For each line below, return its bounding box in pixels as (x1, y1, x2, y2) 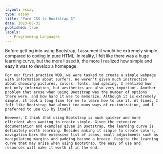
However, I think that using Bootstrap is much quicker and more (5, 115, 141, 120)
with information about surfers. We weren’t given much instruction (5, 77, 147, 82)
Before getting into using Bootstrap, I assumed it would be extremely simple (5, 47, 158, 54)
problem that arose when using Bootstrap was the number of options (5, 90, 147, 95)
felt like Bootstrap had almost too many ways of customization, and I (5, 102, 154, 107)
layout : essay (5, 7, 34, 12)
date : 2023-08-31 (5, 20, 41, 26)
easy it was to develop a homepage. (5, 63, 78, 69)
